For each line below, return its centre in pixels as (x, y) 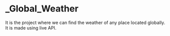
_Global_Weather (42, 9)
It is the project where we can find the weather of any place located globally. (85, 22)
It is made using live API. (31, 27)
